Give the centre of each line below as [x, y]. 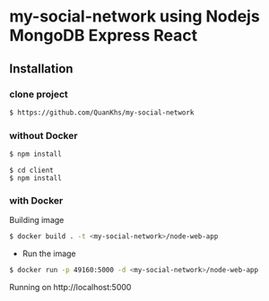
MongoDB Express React [104, 35]
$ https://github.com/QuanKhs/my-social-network [102, 112]
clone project [39, 94]
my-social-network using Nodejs [134, 17]
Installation [41, 69]
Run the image [49, 254]
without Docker [43, 135]
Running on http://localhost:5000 [70, 287]
